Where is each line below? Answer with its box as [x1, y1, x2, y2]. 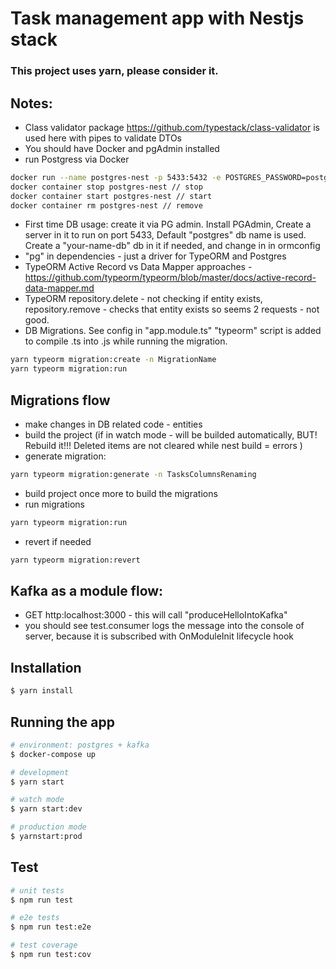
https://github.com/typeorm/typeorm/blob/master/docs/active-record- [24, 272, 317, 284]
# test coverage [10, 940, 78, 951]
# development [10, 767, 70, 777]
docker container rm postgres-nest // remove [10, 200, 203, 211]
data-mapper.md [24, 282, 95, 294]
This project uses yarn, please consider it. [10, 64, 219, 78]
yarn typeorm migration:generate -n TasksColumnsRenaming [10, 469, 257, 479]
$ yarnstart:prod [10, 832, 83, 842]
